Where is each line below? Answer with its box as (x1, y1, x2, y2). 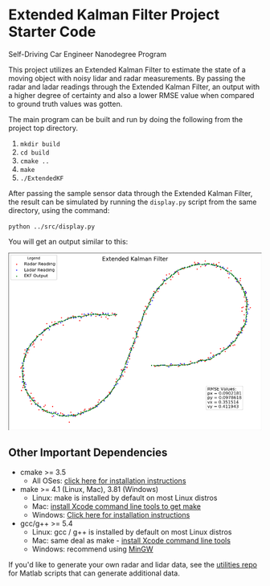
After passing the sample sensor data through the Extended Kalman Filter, (8, 188, 253, 198)
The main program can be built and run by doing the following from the (8, 114, 243, 124)
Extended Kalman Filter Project (8, 6, 219, 24)
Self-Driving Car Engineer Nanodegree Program (8, 49, 167, 59)
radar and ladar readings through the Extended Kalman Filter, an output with (8, 82, 260, 92)
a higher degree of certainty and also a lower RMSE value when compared (8, 90, 255, 100)
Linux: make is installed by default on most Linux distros (31, 493, 218, 502)
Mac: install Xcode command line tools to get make (31, 501, 201, 511)
